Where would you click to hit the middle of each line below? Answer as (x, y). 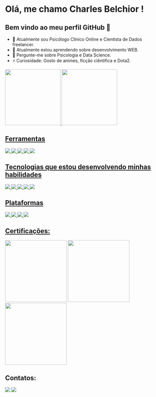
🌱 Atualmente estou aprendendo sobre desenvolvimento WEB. (75, 50)
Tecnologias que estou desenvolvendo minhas (78, 167)
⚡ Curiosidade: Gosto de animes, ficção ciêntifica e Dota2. (72, 61)
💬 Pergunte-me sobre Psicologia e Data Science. (62, 55)
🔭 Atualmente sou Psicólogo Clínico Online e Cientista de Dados (77, 39)
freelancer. (23, 45)
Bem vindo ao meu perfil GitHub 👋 (58, 27)
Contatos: (21, 378)
